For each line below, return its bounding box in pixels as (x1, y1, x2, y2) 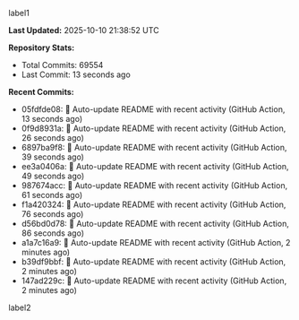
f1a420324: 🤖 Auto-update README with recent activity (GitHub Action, (21, 199, 286, 210)
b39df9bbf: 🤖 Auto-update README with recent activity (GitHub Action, (21, 256, 286, 267)
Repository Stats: (8, 42, 75, 53)
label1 (8, 8, 30, 18)
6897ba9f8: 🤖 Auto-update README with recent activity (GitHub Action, (21, 143, 287, 152)
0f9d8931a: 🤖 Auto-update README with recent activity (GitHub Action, (21, 123, 286, 134)
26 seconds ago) (21, 133, 84, 143)
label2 (8, 302, 31, 313)
